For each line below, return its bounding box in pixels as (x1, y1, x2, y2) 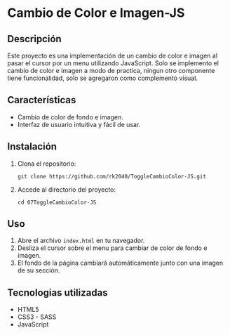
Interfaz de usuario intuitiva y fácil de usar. (17, 120, 141, 129)
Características (7, 94, 76, 106)
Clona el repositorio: (17, 159, 76, 168)
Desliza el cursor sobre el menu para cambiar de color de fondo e (17, 244, 208, 252)
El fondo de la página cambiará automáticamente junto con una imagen (17, 258, 224, 268)
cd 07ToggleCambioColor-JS (17, 199, 97, 206)
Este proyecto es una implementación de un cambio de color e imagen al (7, 51, 218, 60)
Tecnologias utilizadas (7, 287, 108, 298)
